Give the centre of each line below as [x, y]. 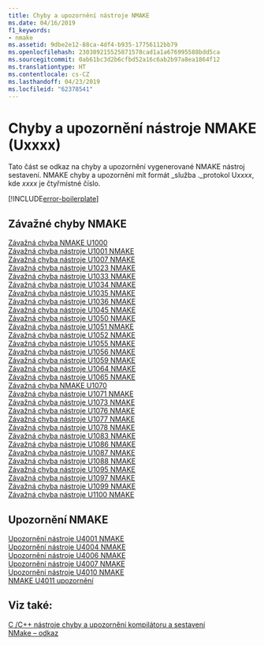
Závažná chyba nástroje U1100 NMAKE [71, 495]
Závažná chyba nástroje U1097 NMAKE [72, 478]
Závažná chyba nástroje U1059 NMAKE [72, 360]
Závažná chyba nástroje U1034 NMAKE [72, 285]
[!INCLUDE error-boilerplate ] [54, 199]
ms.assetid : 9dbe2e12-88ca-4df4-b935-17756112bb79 [93, 45]
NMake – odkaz [33, 632]
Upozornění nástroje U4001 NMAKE [66, 538]
